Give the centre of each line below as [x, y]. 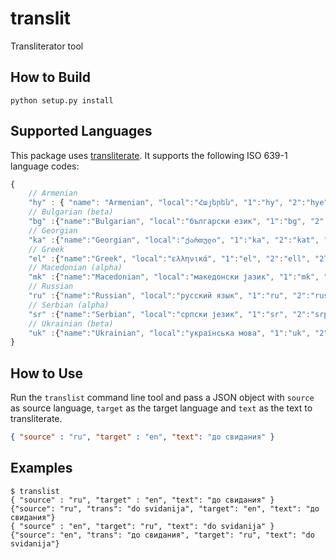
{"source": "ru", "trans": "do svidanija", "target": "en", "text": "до [165, 508]
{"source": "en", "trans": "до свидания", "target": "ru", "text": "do [162, 535]
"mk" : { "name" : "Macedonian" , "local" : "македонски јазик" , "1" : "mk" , [174, 277]
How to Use [47, 373]
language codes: [45, 166]
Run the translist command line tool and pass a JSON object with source [162, 398]
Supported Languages [81, 131]
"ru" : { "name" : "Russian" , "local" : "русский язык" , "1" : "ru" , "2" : [169, 296]
